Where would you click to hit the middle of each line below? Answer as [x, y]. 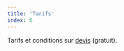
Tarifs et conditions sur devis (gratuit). [62, 40]
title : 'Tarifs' [31, 14]
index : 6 [20, 20]
